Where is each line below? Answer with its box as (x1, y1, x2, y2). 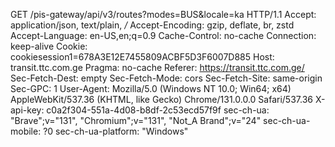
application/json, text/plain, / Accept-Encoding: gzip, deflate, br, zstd (10, 19, 295, 31)
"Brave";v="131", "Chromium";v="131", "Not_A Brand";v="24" (10, 115, 262, 126)
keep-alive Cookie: (10, 40, 88, 52)
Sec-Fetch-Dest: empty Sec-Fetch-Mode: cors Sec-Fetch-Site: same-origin (10, 72, 323, 84)
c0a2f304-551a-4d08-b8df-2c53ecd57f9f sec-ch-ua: (46, 104, 270, 116)
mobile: (10, 125, 42, 137)
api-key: (10, 104, 45, 116)
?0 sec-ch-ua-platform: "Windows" (43, 125, 189, 137)
